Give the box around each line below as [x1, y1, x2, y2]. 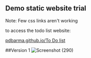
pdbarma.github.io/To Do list [5, 37, 65, 43]
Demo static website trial [5, 4, 86, 13]
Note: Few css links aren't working [5, 17, 78, 23]
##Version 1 [5, 47, 31, 53]
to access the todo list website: [5, 27, 71, 34]
